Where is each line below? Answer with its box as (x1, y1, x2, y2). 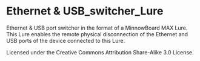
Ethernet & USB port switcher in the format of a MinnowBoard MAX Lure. (6, 24, 188, 31)
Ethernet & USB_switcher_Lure (6, 4, 164, 18)
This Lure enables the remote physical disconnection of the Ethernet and (6, 30, 188, 37)
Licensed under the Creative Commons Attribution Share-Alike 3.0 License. (6, 48, 194, 56)
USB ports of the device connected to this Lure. (6, 37, 125, 44)
